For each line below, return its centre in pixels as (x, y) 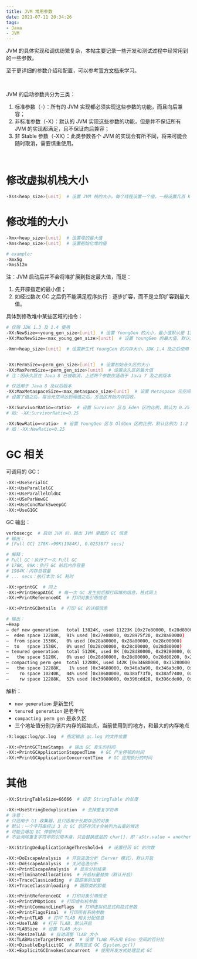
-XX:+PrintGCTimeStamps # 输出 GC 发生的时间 (61, 747)
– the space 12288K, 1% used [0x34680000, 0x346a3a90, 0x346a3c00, (95, 668)
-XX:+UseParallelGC (30, 488)
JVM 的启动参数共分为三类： (41, 94)
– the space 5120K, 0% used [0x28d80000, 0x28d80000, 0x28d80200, (94, 657)
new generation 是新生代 (44, 703)
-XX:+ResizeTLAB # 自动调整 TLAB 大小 (52, 934)
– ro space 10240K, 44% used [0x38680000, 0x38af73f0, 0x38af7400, (95, 674)
